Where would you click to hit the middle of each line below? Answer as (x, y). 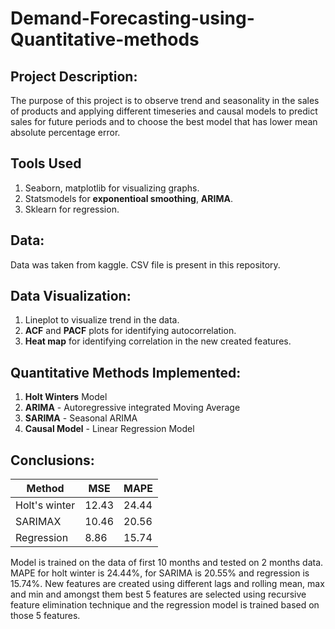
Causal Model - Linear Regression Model (109, 429)
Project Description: (74, 76)
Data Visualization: (71, 296)
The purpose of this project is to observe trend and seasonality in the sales (165, 100)
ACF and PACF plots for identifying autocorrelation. (130, 331)
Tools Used (46, 163)
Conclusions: (52, 460)
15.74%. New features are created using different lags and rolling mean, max (167, 584)
